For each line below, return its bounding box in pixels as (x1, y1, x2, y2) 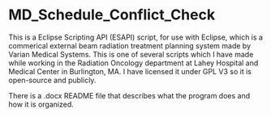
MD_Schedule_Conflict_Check (8, 6, 216, 24)
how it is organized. (8, 99, 75, 109)
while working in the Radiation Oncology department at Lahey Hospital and (8, 58, 259, 68)
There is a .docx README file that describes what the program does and (8, 90, 251, 100)
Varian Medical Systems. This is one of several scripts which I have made (8, 49, 254, 59)
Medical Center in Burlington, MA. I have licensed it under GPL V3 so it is (8, 66, 252, 76)
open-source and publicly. (8, 75, 97, 85)
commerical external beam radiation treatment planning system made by (8, 40, 252, 50)
